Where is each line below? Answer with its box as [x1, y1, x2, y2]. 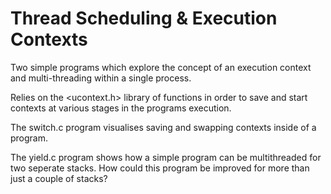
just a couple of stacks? [10, 172, 108, 184]
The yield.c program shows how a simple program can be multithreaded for [10, 151, 322, 163]
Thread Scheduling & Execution [10, 7, 278, 30]
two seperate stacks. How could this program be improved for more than [10, 162, 310, 174]
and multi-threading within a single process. [10, 72, 192, 84]
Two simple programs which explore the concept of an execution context [10, 61, 312, 73]
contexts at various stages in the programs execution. [10, 102, 232, 114]
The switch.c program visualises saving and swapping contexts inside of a [10, 121, 317, 133]
